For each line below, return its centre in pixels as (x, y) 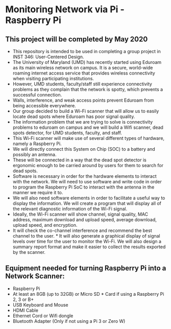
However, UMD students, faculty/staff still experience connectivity (82, 84)
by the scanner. (29, 252)
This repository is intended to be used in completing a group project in (87, 51)
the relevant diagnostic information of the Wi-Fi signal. (70, 209)
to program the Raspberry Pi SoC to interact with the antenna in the (83, 187)
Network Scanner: (35, 276)
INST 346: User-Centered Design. (48, 57)
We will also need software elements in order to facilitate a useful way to (89, 198)
